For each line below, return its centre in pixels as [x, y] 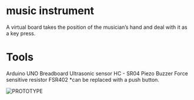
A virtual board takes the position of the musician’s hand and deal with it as [97, 27]
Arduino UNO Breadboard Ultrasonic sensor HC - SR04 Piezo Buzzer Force [97, 73]
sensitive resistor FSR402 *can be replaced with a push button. [83, 79]
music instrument [50, 11]
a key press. [21, 33]
